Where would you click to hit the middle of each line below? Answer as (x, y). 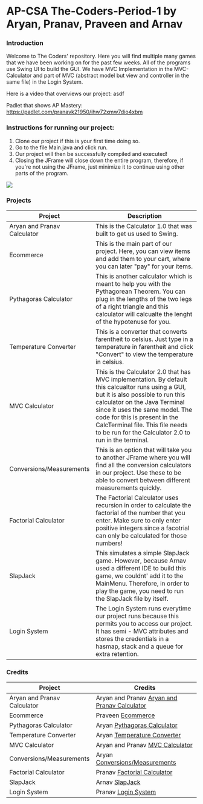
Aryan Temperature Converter (138, 735)
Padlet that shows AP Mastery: (44, 106)
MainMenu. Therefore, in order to (143, 584)
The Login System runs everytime (143, 609)
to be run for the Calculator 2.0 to (143, 433)
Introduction (25, 43)
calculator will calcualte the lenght (144, 314)
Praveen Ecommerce (125, 715)
